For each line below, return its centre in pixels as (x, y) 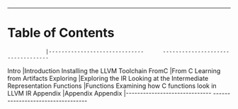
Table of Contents (61, 33)
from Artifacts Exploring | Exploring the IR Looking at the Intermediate (108, 78)
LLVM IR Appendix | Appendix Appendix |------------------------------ (109, 93)
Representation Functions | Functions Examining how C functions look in (112, 86)
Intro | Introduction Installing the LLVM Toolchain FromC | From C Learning (114, 70)
